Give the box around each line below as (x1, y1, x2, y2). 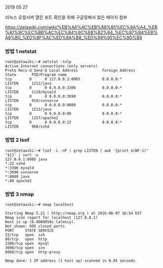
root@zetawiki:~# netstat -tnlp (5, 59, 71, 65)
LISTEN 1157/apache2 (5, 115, 58, 120)
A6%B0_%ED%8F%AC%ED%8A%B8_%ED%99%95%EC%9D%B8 (5, 35, 142, 40)
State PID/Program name (5, 73, 67, 77)
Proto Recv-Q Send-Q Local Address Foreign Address (5, 68, 135, 73)
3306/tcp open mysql (5, 241, 50, 246)
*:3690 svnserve (5, 170, 38, 175)
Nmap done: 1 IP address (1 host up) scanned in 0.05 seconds (5, 258, 135, 263)
